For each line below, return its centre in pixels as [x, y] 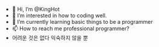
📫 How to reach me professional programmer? [71, 29]
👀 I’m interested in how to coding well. [59, 15]
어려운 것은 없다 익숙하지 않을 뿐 [50, 38]
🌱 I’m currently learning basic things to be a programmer [82, 22]
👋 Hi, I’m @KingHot [36, 9]
